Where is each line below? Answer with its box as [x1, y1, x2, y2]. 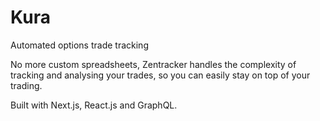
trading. [10, 79, 43, 91]
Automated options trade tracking [10, 39, 149, 51]
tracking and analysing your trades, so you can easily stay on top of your [10, 69, 311, 81]
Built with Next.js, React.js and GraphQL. [10, 99, 178, 111]
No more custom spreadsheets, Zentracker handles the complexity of [10, 58, 297, 70]
